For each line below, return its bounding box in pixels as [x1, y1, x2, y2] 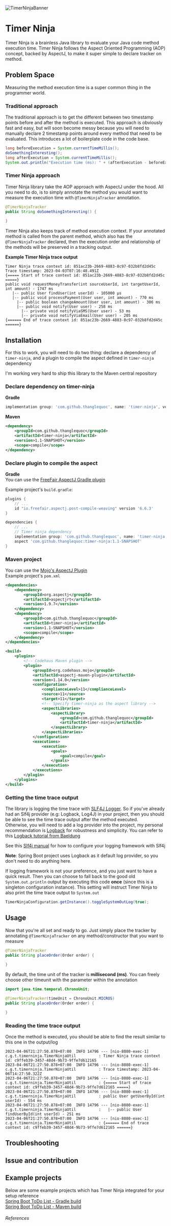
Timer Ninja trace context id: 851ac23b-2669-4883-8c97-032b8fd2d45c [5, 264, 156, 269]
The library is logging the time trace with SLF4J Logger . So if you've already [5, 805, 165, 812]
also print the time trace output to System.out [5, 889, 100, 895]
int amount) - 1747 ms [5, 286, 53, 291]
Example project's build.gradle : [5, 486, 73, 493]
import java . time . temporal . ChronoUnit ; [5, 987, 90, 992]
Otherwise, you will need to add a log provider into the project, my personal [5, 822, 163, 828]
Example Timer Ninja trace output [5, 254, 78, 260]
